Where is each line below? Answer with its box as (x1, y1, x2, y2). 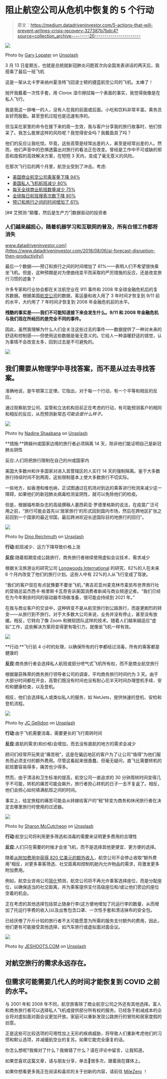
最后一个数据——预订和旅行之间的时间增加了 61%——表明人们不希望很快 (5, 263, 155, 270)
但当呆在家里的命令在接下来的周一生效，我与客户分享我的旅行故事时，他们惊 (5, 123, 162, 129)
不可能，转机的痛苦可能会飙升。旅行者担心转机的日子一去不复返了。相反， (9, 781, 162, 787)
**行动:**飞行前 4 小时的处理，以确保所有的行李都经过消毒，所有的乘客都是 (5, 644, 160, 650)
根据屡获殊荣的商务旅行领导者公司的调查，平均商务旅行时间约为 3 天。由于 (5, 671, 159, 677)
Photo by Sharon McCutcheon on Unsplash (5, 823, 94, 829)
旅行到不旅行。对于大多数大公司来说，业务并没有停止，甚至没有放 (22, 611, 158, 617)
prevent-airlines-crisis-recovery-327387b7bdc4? (17, 27, 118, 33)
